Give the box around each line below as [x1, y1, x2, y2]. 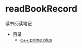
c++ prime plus [20, 36, 52, 43]
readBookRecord [5, 3, 77, 15]
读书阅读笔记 [5, 20, 32, 26]
